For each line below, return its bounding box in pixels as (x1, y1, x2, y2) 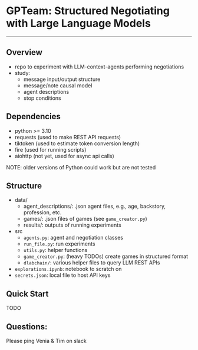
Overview (6, 47, 43, 57)
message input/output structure (23, 76, 101, 83)
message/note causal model (23, 81, 93, 89)
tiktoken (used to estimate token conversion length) (14, 140, 140, 147)
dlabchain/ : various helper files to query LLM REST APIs (23, 259, 160, 266)
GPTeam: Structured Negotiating (6, 4, 170, 18)
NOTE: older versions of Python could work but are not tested (6, 163, 156, 171)
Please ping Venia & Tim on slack (6, 338, 87, 344)
